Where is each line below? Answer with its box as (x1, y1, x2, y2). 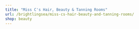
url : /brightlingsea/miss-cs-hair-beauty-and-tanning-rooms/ (5, 12, 135, 17)
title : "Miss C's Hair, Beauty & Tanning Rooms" (5, 7, 108, 12)
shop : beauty (5, 16, 32, 21)
